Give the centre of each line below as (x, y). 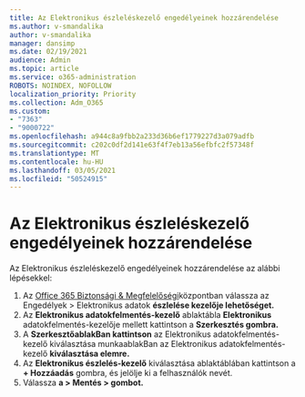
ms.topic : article (44, 69)
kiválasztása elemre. (90, 354)
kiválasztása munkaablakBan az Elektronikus (133, 344)
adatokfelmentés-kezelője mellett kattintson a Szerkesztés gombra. (151, 325)
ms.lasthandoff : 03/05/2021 (63, 170)
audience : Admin (40, 60)
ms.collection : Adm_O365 (56, 102)
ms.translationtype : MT (55, 153)
